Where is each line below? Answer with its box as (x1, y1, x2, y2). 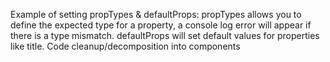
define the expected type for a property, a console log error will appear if (10, 19, 312, 31)
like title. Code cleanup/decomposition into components (10, 40, 241, 52)
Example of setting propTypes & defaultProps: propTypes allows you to (10, 9, 302, 20)
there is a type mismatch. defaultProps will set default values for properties (10, 30, 320, 41)
